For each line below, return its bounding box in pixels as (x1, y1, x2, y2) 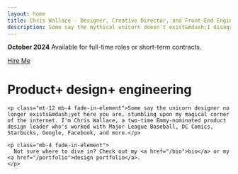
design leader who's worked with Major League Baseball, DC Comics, (7, 123, 214, 131)
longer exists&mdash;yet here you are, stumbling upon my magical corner (7, 111, 230, 118)
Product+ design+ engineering (7, 81, 192, 98)
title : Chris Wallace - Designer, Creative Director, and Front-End (7, 17, 214, 24)
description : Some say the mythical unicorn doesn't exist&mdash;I (7, 23, 211, 30)
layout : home (7, 10, 46, 18)
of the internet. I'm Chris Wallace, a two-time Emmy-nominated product (7, 117, 227, 124)
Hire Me (7, 57, 30, 65)
